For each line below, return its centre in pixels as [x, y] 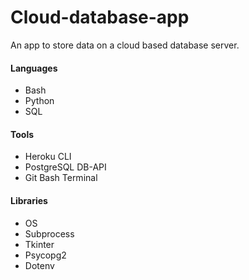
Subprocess [49, 233]
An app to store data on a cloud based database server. [125, 45]
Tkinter [39, 244]
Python [39, 101]
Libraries [29, 200]
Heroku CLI [48, 157]
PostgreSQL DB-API [65, 167]
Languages [34, 68]
